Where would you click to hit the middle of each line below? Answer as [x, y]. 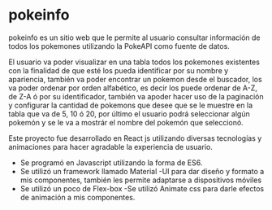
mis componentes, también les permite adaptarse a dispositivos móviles [141, 180]
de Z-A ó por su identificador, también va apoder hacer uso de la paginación [136, 96]
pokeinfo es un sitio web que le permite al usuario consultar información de [135, 37]
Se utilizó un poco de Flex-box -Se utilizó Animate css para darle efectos [142, 188]
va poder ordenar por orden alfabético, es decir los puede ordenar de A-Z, [133, 88]
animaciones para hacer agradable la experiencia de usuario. [110, 147]
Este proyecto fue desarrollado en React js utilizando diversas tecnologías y [135, 138]
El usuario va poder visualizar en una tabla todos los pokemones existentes [134, 62]
